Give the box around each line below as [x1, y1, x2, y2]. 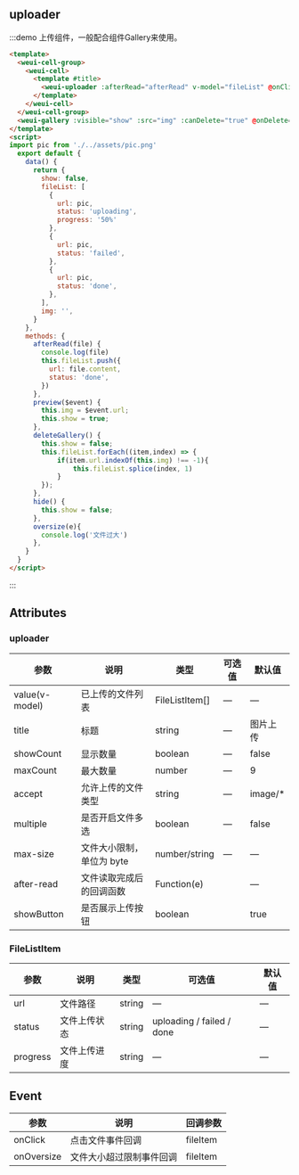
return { [32, 166, 66, 175]
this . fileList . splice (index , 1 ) [72, 464, 193, 473]
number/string [155, 847, 215, 859]
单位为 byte [80, 855, 129, 867]
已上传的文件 [80, 687, 135, 700]
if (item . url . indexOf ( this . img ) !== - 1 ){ [56, 456, 209, 464]
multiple [13, 818, 47, 830]
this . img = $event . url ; [41, 406, 129, 415]
